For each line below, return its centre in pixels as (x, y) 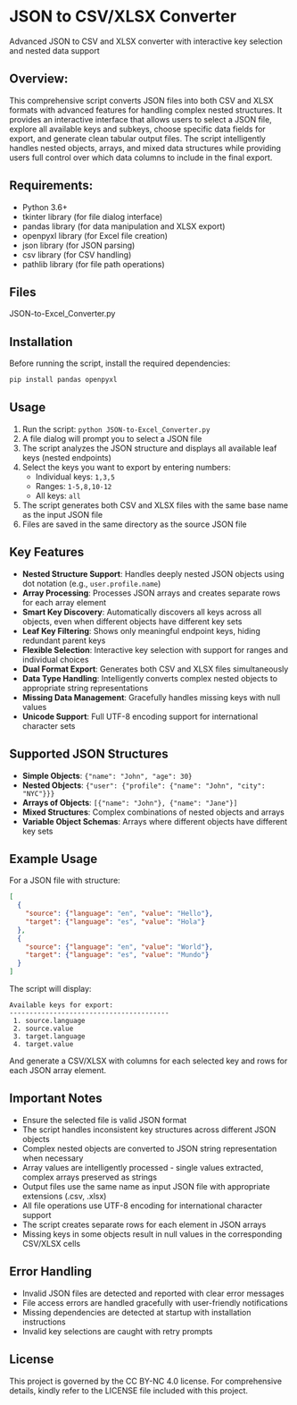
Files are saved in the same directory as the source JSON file (134, 524)
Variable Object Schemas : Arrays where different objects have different (155, 821)
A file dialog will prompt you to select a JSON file (112, 438)
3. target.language (49, 1037)
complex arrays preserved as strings (90, 1177)
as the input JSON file (62, 514)
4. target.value (43, 1045)
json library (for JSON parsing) (78, 245)
